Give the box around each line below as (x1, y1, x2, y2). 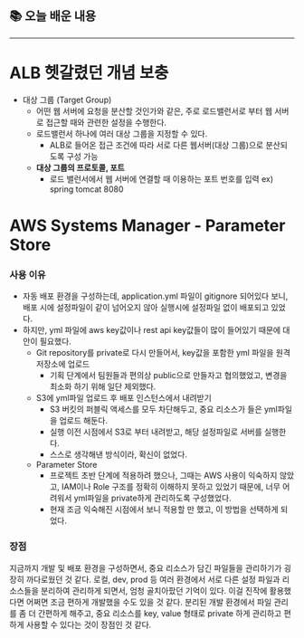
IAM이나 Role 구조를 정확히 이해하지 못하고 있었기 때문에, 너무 (62, 481, 280, 492)
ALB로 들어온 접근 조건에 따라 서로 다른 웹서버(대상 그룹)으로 (49, 139, 264, 150)
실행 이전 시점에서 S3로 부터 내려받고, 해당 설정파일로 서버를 (49, 426, 262, 437)
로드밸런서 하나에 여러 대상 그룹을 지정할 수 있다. (35, 128, 208, 138)
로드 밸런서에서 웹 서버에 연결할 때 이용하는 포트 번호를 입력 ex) (49, 173, 274, 184)
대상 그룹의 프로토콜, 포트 (35, 162, 125, 173)
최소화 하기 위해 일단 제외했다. (49, 381, 157, 392)
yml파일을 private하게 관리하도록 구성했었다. (73, 492, 233, 504)
